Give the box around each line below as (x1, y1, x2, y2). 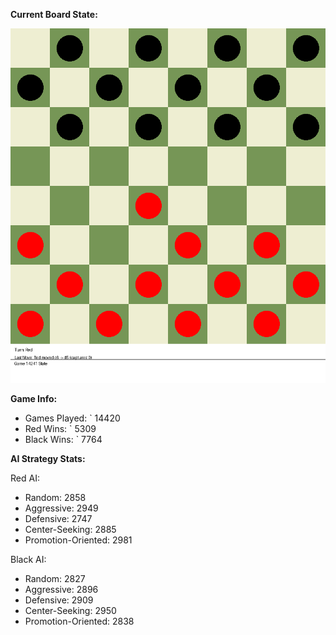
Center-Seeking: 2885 (24, 524, 117, 535)
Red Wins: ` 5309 (24, 423, 97, 434)
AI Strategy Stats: (10, 453, 86, 464)
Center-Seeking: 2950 (24, 605, 117, 616)
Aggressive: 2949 (24, 502, 99, 514)
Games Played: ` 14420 (24, 412, 121, 424)
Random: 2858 (24, 492, 87, 503)
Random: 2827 (24, 573, 86, 584)
